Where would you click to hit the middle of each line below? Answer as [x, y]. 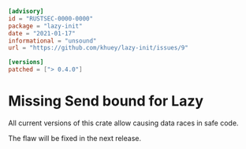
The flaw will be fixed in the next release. [75, 138]
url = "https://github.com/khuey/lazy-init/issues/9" [99, 48]
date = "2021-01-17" [42, 33]
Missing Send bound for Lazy [106, 101]
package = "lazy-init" [45, 26]
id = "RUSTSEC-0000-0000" [50, 19]
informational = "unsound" [52, 41]
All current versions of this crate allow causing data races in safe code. [123, 123]
